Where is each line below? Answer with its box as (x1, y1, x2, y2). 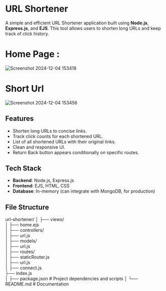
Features (5, 115, 34, 123)
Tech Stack (5, 164, 41, 173)
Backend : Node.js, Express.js (12, 177, 74, 184)
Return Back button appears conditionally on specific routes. (12, 149, 139, 155)
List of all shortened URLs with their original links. (12, 138, 116, 144)
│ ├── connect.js (5, 265, 42, 271)
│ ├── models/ (5, 238, 37, 244)
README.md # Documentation (5, 281, 69, 287)
